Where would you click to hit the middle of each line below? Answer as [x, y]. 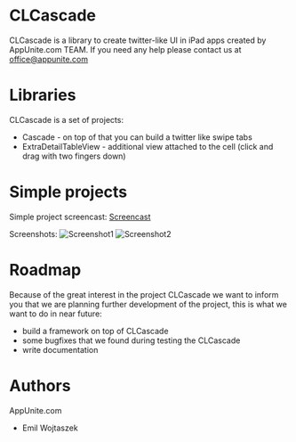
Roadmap [45, 270]
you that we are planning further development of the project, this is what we [148, 304]
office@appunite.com [49, 59]
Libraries [43, 95]
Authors [40, 385]
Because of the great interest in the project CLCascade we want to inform [144, 294]
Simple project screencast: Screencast [80, 217]
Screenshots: [33, 233]
